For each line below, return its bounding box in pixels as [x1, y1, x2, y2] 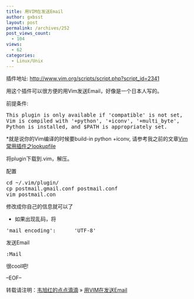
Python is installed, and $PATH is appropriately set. [6, 123, 168, 130]
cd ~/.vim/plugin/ [6, 179, 59, 186]
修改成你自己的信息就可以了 [6, 202, 73, 210]
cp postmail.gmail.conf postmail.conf [6, 185, 118, 192]
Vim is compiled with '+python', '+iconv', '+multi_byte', [6, 117, 180, 124]
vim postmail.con [6, 191, 56, 198]
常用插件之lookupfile [6, 142, 56, 149]
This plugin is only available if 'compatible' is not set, [6, 111, 183, 118]
